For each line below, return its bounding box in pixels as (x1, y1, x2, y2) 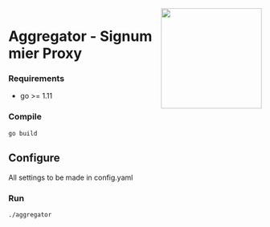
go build (8, 129, 38, 137)
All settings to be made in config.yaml (8, 172, 133, 182)
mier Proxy (8, 44, 83, 63)
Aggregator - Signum (8, 27, 153, 46)
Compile (8, 111, 42, 123)
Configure (8, 152, 60, 165)
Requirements (8, 73, 65, 84)
